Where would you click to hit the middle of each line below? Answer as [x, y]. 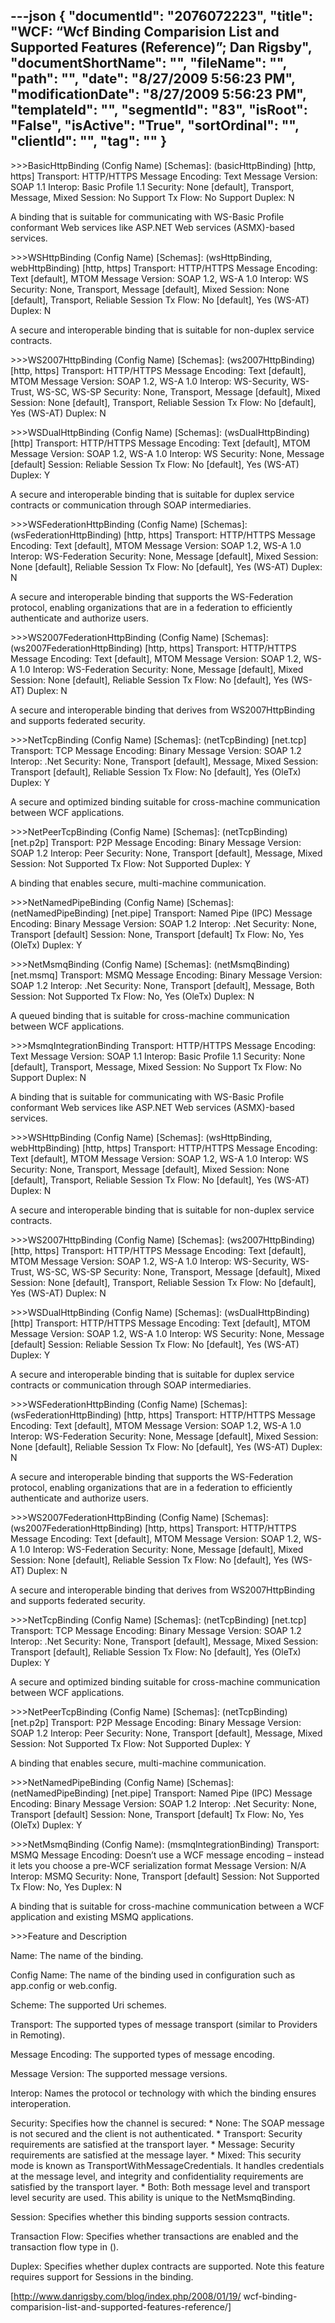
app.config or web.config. [64, 1985]
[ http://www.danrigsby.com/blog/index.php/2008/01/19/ [126, 2296]
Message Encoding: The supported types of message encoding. [142, 2054]
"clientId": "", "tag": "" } [88, 141]
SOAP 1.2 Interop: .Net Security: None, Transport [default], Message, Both [162, 985]
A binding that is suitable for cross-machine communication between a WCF [167, 1906]
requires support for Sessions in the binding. [102, 2276]
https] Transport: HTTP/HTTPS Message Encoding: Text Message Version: [164, 176]
